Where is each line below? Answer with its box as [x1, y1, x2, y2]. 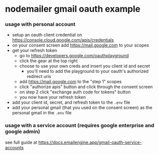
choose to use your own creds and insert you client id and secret [19, 63, 150, 69]
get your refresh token [12, 47, 58, 53]
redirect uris [26, 73, 51, 79]
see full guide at [5, 139, 38, 145]
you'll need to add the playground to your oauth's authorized [26, 68, 149, 74]
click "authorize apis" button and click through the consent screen [19, 84, 153, 90]
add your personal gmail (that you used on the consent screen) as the [12, 105, 153, 111]
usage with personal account [5, 21, 76, 28]
